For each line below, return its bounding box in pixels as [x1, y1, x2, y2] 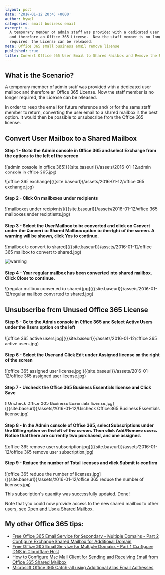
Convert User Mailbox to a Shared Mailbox [5, 134, 137, 143]
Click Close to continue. [5, 275, 55, 281]
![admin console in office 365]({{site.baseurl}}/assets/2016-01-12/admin [5, 164, 151, 170]
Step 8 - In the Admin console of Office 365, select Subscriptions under [5, 422, 154, 428]
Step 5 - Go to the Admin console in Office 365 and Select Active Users [5, 319, 153, 325]
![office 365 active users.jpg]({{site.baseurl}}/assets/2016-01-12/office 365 [5, 335, 157, 341]
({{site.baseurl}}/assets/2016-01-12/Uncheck [5, 406, 96, 412]
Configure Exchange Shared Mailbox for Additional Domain [12, 538, 132, 544]
